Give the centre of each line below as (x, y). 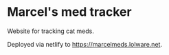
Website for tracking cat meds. (51, 31)
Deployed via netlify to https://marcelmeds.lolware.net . (85, 44)
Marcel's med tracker (69, 12)
